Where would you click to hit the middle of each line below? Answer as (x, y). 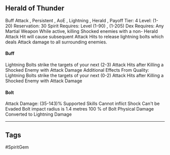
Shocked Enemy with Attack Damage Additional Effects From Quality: (77, 70)
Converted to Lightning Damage (38, 114)
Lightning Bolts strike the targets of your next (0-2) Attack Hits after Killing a (84, 76)
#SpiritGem (17, 147)
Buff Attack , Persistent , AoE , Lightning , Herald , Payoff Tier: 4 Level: (78, 20)
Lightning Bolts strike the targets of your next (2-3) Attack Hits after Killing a (84, 65)
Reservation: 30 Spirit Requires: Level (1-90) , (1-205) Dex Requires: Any (89, 26)
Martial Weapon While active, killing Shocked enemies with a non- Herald (81, 31)
